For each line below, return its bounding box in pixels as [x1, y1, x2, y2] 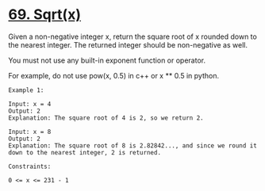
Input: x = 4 [8, 100, 52, 108]
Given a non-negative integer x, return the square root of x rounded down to [8, 32, 258, 41]
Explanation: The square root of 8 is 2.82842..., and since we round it [8, 141, 258, 150]
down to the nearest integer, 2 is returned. [8, 148, 161, 156]
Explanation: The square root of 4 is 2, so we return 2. [8, 113, 204, 122]
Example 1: [8, 86, 44, 94]
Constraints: [8, 162, 52, 170]
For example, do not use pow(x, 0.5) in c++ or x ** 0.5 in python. [8, 71, 220, 80]
